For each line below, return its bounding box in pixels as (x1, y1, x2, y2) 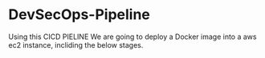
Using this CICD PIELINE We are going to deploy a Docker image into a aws (8, 32, 257, 41)
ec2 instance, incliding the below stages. (8, 40, 144, 49)
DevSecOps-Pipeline (8, 6, 151, 24)
